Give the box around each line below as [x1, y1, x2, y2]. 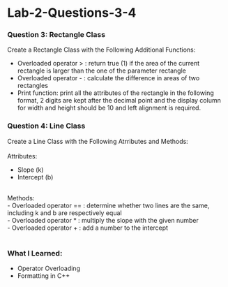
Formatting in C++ [17, 272, 70, 280]
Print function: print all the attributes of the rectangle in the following [17, 89, 214, 97]
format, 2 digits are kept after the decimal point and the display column [17, 96, 221, 105]
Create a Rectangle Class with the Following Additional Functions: [7, 45, 196, 54]
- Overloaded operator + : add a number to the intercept [7, 223, 169, 232]
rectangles [17, 82, 49, 90]
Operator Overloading [17, 264, 80, 273]
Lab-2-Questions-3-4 [7, 5, 137, 21]
